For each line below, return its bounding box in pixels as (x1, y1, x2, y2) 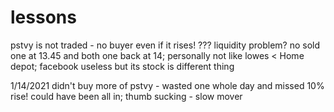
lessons (10, 6, 77, 29)
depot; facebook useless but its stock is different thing (10, 60, 235, 72)
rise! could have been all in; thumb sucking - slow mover (10, 90, 243, 102)
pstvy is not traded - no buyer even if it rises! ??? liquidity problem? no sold (10, 39, 321, 51)
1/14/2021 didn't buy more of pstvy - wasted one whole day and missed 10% (10, 79, 325, 91)
